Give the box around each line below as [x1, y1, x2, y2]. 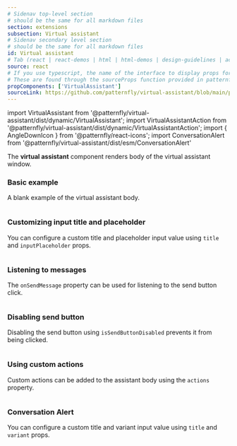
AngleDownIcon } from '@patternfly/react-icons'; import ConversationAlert [7, 131, 225, 140]
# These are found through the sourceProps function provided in [7, 76, 203, 83]
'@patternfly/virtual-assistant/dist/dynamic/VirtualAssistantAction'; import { [7, 124, 227, 132]
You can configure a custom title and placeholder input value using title [7, 233, 219, 242]
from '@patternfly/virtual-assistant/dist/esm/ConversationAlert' [7, 139, 192, 147]
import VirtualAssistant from [7, 109, 90, 117]
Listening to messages [7, 264, 87, 274]
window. [7, 160, 32, 168]
